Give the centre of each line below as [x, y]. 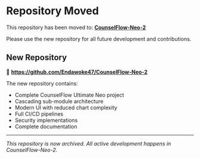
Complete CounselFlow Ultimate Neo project [69, 95]
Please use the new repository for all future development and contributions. [99, 39]
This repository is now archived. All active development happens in [89, 143]
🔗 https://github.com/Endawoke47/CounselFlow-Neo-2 [77, 72]
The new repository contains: [42, 83]
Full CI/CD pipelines [39, 113]
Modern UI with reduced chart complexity [66, 108]
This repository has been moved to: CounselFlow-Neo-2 [76, 27]
